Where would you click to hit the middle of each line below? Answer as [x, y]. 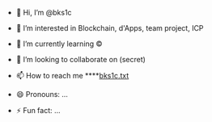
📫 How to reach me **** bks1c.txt [72, 76]
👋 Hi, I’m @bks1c [44, 13]
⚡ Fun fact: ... [38, 110]
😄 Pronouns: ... [42, 94]
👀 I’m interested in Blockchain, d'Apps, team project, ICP [110, 28]
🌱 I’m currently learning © [59, 44]
